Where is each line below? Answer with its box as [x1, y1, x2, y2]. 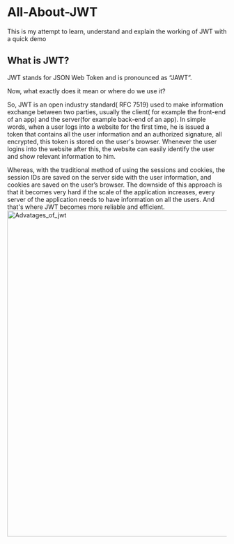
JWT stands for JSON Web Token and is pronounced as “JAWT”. [7, 73, 192, 81]
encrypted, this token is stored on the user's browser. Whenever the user [7, 137, 217, 146]
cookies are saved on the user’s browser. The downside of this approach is [7, 180, 223, 189]
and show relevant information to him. [7, 152, 116, 160]
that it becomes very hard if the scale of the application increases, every [7, 187, 215, 196]
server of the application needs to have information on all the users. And [7, 195, 214, 203]
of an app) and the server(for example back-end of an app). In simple [7, 115, 206, 123]
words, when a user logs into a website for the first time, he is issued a [7, 123, 210, 131]
